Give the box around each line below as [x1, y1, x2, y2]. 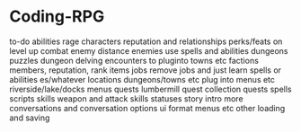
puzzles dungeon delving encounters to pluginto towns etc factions [9, 55, 259, 66]
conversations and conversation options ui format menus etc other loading [9, 102, 286, 113]
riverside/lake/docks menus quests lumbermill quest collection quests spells [9, 84, 292, 94]
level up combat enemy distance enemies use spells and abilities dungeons [9, 45, 288, 56]
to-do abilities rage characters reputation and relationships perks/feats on [9, 36, 283, 47]
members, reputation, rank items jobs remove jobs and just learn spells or [9, 65, 281, 75]
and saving [9, 112, 50, 123]
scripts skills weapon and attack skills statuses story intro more [9, 92, 244, 104]
